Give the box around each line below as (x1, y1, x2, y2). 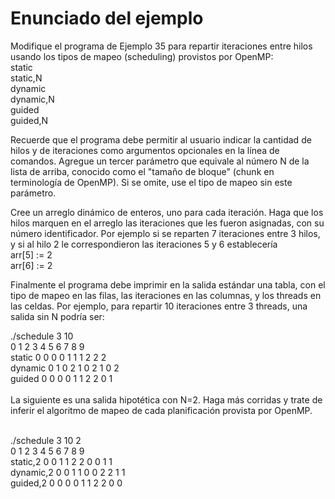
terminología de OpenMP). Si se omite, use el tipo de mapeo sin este (10, 176, 293, 188)
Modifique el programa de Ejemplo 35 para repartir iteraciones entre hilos (10, 40, 313, 52)
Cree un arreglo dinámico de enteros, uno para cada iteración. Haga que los (10, 206, 324, 218)
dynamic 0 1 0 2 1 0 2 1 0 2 (10, 362, 120, 374)
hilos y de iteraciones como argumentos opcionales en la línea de (10, 144, 280, 156)
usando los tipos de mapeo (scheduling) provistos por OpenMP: (10, 50, 274, 62)
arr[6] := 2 (10, 259, 53, 271)
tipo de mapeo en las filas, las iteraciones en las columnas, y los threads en (10, 289, 322, 301)
